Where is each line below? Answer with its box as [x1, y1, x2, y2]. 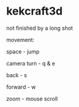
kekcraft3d [6, 4, 63, 18]
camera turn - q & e [6, 60, 56, 67]
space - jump [6, 47, 39, 55]
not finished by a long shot [6, 24, 73, 32]
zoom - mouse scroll [6, 95, 58, 102]
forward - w [6, 83, 36, 91]
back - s [6, 71, 27, 78]
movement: [6, 36, 35, 43]
